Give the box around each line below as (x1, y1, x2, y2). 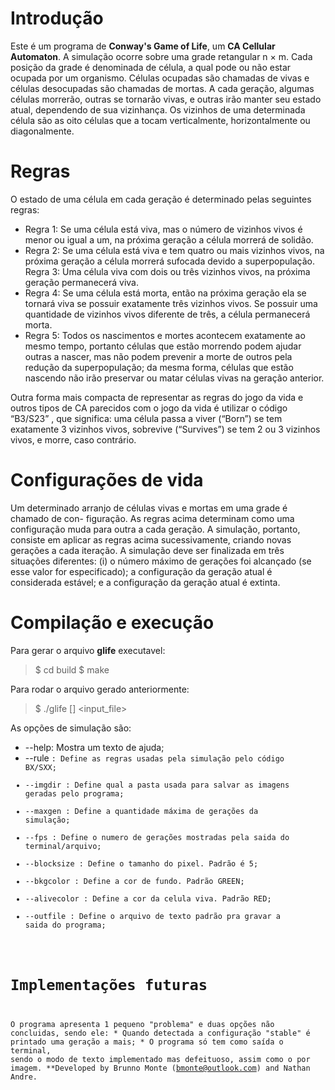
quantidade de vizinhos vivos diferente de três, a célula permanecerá (24, 308, 311, 320)
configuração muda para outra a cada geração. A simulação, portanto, (10, 523, 301, 535)
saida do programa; (24, 920, 107, 930)
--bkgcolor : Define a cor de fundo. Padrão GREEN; (24, 876, 245, 886)
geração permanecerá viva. (24, 276, 139, 288)
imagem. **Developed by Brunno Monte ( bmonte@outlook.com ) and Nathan (10, 1063, 311, 1073)
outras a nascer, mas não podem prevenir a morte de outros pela (24, 350, 293, 362)
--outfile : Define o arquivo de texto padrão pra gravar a (24, 911, 281, 921)
